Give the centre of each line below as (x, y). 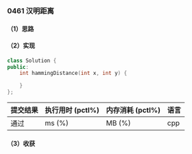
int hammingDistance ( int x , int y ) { (73, 74)
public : (18, 67)
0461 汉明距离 (31, 10)
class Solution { (32, 60)
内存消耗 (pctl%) (133, 110)
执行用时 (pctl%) (72, 110)
